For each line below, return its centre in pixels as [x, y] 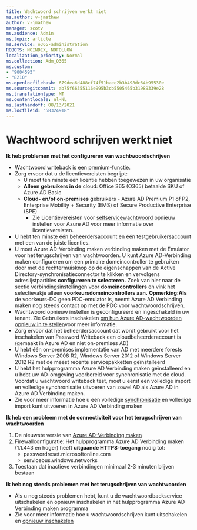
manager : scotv [25, 28]
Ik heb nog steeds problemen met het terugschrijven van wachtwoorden [96, 485]
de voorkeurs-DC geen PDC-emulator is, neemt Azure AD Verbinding [98, 300]
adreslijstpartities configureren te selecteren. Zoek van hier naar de [97, 281]
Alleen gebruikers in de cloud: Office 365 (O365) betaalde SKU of [104, 186]
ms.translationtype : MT [35, 94]
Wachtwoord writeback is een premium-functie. [72, 168]
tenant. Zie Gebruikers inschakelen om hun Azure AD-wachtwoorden [98, 318]
